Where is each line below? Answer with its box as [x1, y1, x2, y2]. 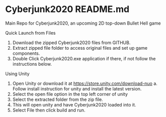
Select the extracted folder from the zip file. [12, 96, 103, 102]
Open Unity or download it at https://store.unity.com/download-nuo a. [12, 80, 157, 86]
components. [12, 50, 40, 56]
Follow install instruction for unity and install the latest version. [12, 85, 142, 91]
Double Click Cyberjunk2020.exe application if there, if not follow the [12, 55, 156, 61]
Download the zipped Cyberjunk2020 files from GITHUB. [12, 39, 131, 46]
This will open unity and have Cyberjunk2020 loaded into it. [12, 101, 136, 107]
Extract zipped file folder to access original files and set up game [12, 45, 147, 51]
